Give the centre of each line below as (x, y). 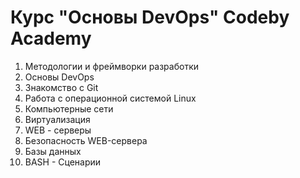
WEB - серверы (58, 130)
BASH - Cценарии (63, 162)
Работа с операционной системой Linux (110, 98)
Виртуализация (57, 119)
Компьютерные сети (69, 108)
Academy (51, 38)
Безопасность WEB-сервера (86, 140)
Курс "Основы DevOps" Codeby (150, 17)
